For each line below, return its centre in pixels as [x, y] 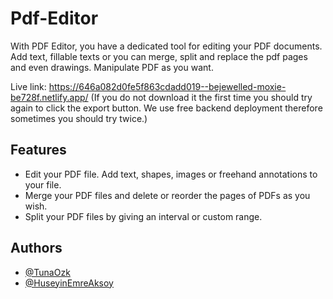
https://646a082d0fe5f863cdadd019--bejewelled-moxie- [167, 86]
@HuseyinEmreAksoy [69, 283]
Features [38, 150]
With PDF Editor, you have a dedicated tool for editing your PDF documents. [166, 46]
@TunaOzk [47, 272]
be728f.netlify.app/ [49, 97]
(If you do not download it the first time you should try [201, 97]
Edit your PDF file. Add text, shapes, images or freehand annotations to [171, 174]
